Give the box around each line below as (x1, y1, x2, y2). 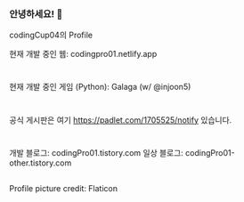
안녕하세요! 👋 (9, 7, 63, 20)
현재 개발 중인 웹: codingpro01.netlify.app (9, 49, 158, 60)
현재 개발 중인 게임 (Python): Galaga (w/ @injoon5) (9, 82, 191, 93)
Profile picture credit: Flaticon (9, 183, 118, 194)
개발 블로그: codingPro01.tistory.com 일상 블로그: (9, 147, 184, 158)
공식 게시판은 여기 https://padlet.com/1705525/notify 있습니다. (9, 114, 232, 125)
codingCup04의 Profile (9, 29, 94, 41)
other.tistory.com (9, 158, 72, 168)
